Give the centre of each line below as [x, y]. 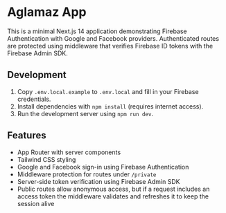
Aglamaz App [47, 12]
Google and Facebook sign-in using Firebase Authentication [103, 167]
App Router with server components [69, 152]
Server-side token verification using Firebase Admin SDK [98, 181]
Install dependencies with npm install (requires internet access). [110, 106]
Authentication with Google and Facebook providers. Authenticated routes [113, 38]
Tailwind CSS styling [46, 159]
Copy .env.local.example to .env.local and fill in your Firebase [108, 91]
